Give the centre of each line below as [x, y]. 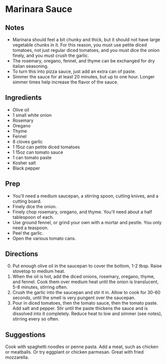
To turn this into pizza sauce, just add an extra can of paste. [74, 71]
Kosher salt [24, 163]
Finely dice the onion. [34, 206]
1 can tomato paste [32, 157]
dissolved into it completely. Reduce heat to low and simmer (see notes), [87, 314]
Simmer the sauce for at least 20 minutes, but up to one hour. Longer [83, 77]
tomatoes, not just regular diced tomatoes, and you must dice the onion [86, 50]
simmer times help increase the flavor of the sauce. [65, 82]
